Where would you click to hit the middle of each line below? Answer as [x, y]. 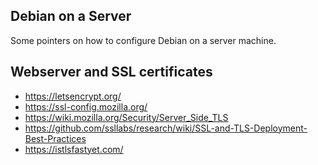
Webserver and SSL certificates [111, 72]
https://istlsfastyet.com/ [74, 149]
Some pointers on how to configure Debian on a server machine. [143, 40]
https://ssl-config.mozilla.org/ [86, 106]
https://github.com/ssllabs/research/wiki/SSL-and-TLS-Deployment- [166, 128]
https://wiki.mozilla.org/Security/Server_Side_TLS [126, 117]
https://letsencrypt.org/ [73, 96]
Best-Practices [55, 138]
